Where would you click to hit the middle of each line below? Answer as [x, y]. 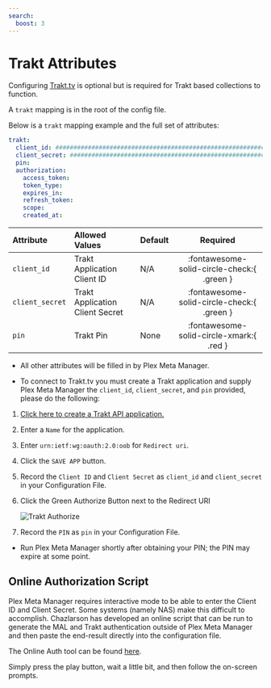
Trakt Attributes [63, 63]
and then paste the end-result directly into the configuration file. [115, 636]
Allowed [90, 235]
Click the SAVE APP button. [63, 461]
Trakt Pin [91, 336]
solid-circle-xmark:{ [218, 336]
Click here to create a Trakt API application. [92, 414]
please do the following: [60, 399]
